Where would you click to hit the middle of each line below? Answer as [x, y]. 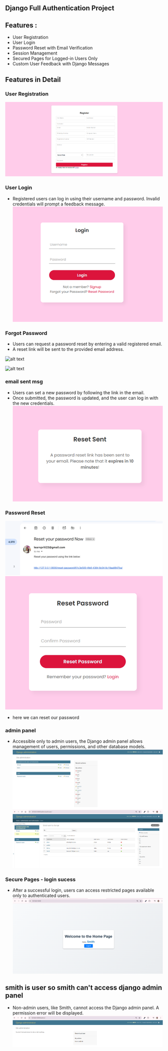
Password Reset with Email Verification [52, 48]
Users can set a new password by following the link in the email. [78, 392]
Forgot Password [26, 333]
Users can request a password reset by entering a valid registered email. [87, 344]
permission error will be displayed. [48, 1013]
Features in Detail [33, 79]
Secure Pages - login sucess [40, 879]
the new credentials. [33, 403]
